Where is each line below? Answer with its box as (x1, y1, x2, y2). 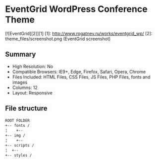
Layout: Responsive (12, 89, 53, 95)
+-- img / (5, 133, 26, 138)
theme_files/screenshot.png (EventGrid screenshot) (5, 36, 111, 42)
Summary (5, 50, 36, 59)
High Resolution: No (12, 63, 53, 69)
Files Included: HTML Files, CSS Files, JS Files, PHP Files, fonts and (12, 74, 151, 80)
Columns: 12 (12, 84, 38, 90)
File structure (5, 104, 48, 113)
